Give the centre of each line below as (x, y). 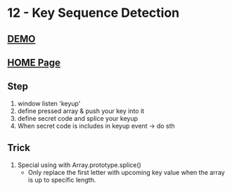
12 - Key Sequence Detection (94, 13)
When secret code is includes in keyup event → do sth (96, 126)
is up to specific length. (62, 180)
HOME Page (34, 62)
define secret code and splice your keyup (78, 118)
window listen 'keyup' (49, 103)
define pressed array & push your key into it (81, 111)
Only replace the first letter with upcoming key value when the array (126, 172)
